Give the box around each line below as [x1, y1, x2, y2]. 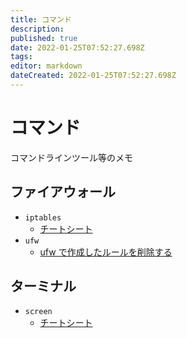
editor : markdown [10, 61, 83, 71]
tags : [10, 52, 33, 62]
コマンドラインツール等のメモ [10, 151, 133, 163]
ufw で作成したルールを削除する [39, 246, 173, 258]
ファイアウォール [10, 184, 116, 201]
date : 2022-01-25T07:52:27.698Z [10, 42, 145, 53]
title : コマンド [10, 14, 72, 25]
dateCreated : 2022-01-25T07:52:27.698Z [10, 71, 177, 81]
